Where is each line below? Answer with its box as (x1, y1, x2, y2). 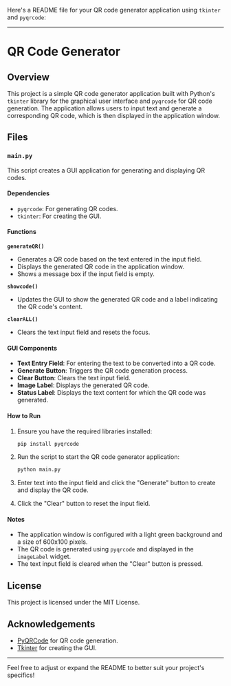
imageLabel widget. (16, 552, 71, 561)
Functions (7, 228, 36, 236)
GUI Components (7, 344, 57, 352)
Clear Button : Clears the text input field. (16, 374, 131, 382)
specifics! (7, 671, 35, 679)
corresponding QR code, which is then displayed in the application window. (7, 112, 220, 119)
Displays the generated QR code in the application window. (16, 262, 184, 271)
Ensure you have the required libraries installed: (16, 427, 153, 435)
